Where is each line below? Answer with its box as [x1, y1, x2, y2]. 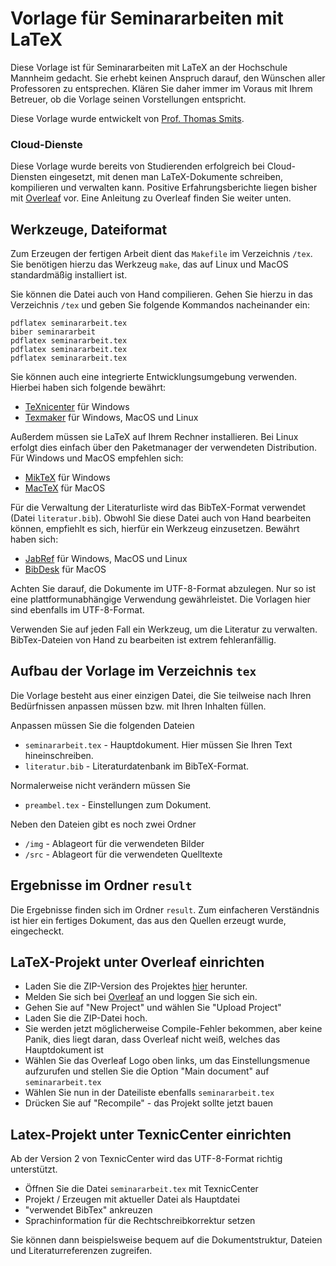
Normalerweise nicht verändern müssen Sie [10, 779, 192, 791]
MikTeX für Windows [24, 472, 111, 484]
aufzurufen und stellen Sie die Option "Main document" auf [24, 1065, 270, 1077]
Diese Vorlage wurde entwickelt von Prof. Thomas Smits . [10, 112, 245, 124]
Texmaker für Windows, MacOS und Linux [24, 412, 199, 424]
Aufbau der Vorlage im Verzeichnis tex [10, 663, 257, 680]
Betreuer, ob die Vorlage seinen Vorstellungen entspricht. [10, 93, 247, 105]
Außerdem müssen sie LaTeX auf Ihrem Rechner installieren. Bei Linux [10, 431, 299, 443]
